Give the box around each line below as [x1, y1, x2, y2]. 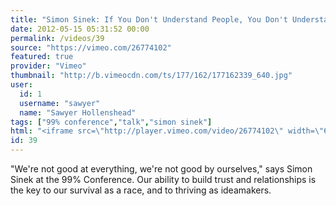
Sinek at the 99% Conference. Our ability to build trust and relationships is [10, 174, 317, 185]
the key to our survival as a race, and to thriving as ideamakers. [10, 184, 272, 196]
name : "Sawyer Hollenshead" [19, 107, 137, 118]
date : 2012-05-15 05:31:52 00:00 [10, 24, 150, 34]
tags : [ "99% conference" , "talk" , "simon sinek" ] [10, 117, 213, 127]
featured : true [10, 52, 74, 62]
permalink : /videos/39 [10, 33, 105, 43]
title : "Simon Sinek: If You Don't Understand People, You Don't [10, 14, 288, 25]
